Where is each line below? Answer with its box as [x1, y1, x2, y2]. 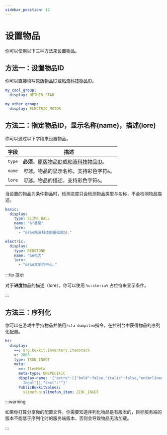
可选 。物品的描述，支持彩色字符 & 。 [22, 177, 105, 184]
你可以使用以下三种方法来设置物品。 [5, 48, 80, 54]
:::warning [5, 399, 26, 405]
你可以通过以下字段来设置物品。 [5, 135, 71, 141]
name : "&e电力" [14, 253, 44, 258]
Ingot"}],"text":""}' [23, 380, 68, 385]
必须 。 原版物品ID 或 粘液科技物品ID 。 [22, 158, 108, 165]
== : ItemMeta [18, 366, 46, 372]
